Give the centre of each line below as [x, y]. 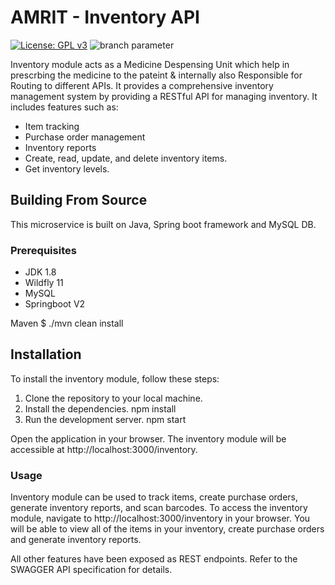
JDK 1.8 [40, 272]
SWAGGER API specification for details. [91, 570]
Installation [46, 354]
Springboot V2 [55, 304]
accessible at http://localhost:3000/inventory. [104, 449]
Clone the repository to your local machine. [113, 398]
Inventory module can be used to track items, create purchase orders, [154, 497]
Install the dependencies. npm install [100, 408]
